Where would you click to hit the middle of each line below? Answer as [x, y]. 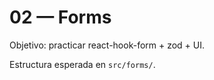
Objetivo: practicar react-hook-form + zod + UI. [107, 45]
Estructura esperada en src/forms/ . [82, 64]
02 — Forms [60, 17]
